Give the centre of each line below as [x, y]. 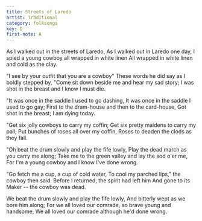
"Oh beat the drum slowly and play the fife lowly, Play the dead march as [96, 150]
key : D [14, 29]
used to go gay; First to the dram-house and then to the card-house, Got [96, 107]
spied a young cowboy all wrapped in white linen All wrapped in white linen [99, 58]
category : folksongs [32, 23]
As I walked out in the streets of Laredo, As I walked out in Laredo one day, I [100, 51]
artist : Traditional [32, 18]
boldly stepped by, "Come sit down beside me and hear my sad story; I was [100, 83]
